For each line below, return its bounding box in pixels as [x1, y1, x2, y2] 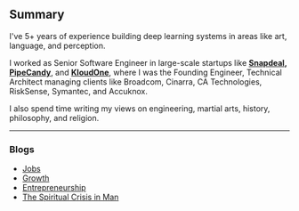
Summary [9, 7, 65, 22]
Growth [21, 173, 50, 183]
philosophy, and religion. [9, 112, 100, 123]
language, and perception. [9, 40, 106, 51]
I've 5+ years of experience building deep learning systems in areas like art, [9, 30, 287, 41]
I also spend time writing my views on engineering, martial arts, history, [9, 102, 271, 114]
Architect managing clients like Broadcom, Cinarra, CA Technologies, [9, 76, 263, 87]
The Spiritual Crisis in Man [21, 191, 119, 203]
